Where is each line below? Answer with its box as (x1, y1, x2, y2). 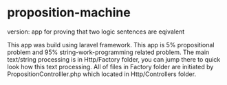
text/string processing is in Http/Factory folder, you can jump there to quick (7, 55, 221, 63)
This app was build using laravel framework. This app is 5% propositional (7, 40, 215, 49)
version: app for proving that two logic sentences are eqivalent (7, 27, 185, 36)
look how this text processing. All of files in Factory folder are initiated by (7, 62, 214, 71)
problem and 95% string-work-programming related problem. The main (7, 48, 210, 56)
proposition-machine (7, 5, 131, 21)
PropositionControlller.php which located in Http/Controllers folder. (7, 70, 197, 78)
